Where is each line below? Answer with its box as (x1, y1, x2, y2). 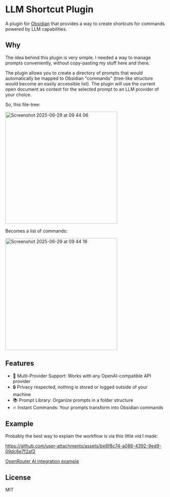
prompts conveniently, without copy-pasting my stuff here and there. (5, 60, 150, 66)
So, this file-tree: (5, 101, 41, 107)
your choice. (5, 91, 32, 98)
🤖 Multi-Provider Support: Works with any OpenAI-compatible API (12, 373, 152, 379)
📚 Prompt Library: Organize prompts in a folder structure (12, 397, 134, 403)
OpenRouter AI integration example (5, 458, 79, 464)
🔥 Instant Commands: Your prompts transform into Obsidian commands (12, 404, 163, 410)
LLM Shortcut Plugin (5, 4, 93, 15)
